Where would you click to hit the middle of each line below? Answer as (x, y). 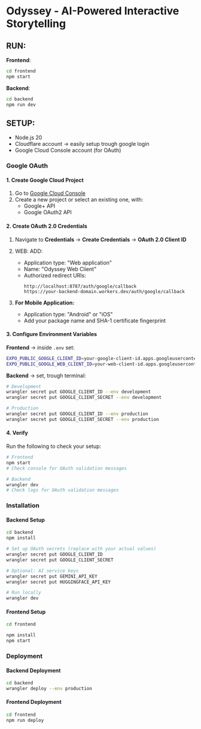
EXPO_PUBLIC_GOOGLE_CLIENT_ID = (45, 358)
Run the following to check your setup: (54, 446)
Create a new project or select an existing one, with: (79, 200)
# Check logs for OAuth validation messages (63, 490)
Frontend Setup (26, 612)
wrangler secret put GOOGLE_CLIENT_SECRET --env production (83, 419)
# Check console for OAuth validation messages (67, 468)
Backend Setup (25, 520)
